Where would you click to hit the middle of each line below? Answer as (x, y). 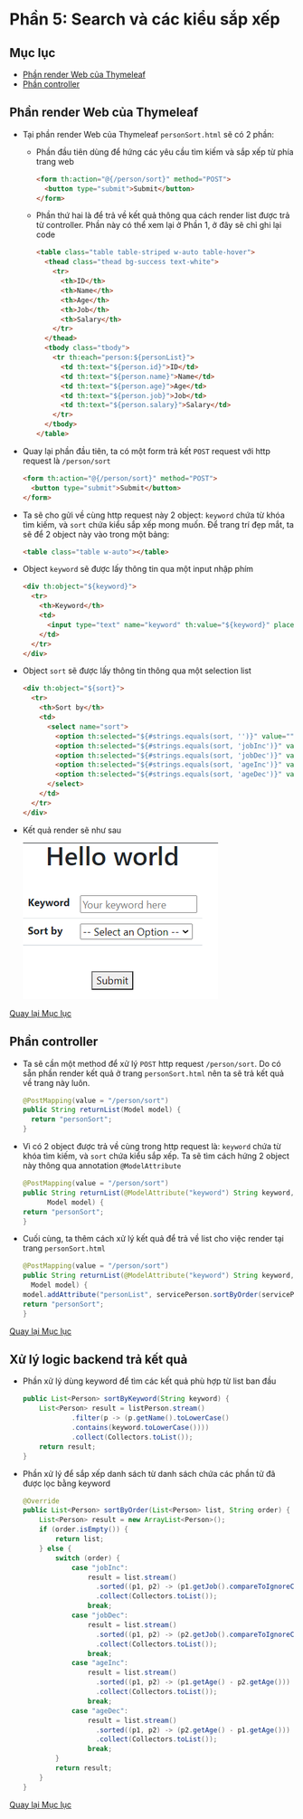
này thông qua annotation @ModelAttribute (102, 1166)
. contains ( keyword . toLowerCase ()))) (140, 1428)
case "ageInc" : (99, 1663)
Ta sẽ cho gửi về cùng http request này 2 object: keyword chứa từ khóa (153, 515)
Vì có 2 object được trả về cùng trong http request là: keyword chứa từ (152, 1146)
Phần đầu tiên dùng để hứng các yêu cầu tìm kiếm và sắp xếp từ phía (165, 152)
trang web (55, 161)
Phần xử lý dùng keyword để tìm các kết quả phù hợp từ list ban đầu (149, 1381)
